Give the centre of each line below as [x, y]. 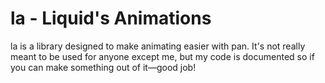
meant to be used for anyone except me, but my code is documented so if [162, 56]
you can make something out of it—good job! [103, 67]
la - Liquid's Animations [111, 18]
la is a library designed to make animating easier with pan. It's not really [158, 46]
